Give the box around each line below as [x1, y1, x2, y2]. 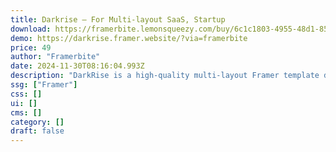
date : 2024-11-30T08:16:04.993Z [10, 61, 145, 71]
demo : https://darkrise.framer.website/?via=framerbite [10, 33, 248, 43]
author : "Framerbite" [10, 52, 101, 62]
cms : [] [10, 107, 43, 118]
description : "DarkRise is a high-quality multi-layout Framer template [10, 71, 320, 81]
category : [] [10, 117, 65, 127]
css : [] [10, 89, 43, 99]
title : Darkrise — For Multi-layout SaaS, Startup [10, 14, 226, 25]
